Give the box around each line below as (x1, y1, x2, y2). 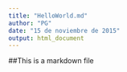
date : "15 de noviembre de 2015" (8, 26, 121, 34)
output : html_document (8, 34, 84, 42)
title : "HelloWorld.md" (8, 11, 88, 20)
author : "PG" (8, 19, 52, 27)
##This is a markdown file (8, 56, 94, 66)
